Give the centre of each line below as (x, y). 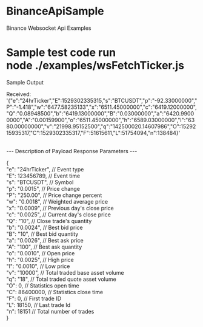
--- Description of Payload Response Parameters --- (72, 151)
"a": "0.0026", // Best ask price (45, 240)
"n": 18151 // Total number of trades (50, 311)
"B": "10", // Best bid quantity (42, 234)
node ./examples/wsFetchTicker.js (95, 66)
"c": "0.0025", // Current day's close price (58, 215)
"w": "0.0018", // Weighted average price (57, 201)
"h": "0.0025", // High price (40, 260)
